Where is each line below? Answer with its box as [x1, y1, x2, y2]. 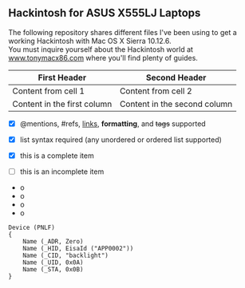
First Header [38, 72, 86, 83]
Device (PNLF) [8, 223, 56, 232]
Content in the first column [12, 98, 113, 109]
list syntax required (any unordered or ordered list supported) [19, 135, 222, 144]
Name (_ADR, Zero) [22, 238, 84, 246]
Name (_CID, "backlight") [22, 251, 109, 260]
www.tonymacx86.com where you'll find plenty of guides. [8, 53, 198, 62]
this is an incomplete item [19, 167, 105, 176]
